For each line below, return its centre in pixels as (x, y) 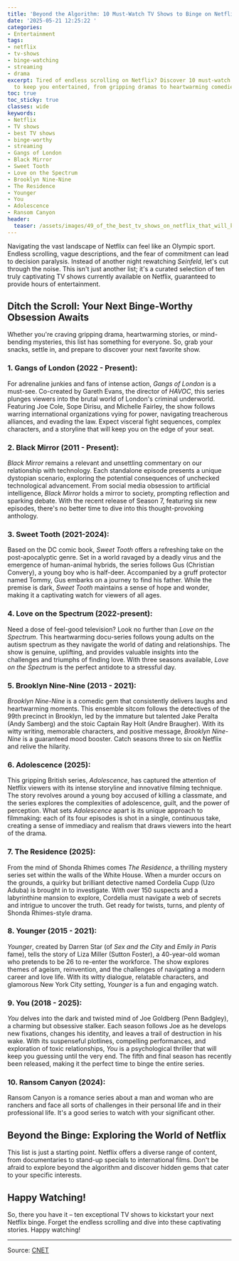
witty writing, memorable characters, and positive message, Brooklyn (109, 731)
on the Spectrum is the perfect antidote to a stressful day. (92, 667)
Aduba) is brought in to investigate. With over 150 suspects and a (103, 890)
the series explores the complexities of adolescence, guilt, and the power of (118, 803)
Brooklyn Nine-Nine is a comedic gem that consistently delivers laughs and (117, 701)
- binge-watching (33, 61)
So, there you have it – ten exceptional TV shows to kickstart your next (111, 1215)
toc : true (22, 93)
